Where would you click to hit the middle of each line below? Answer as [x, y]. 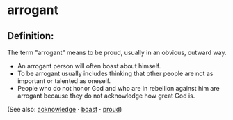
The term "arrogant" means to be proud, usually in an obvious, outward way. [117, 52]
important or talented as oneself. [64, 81]
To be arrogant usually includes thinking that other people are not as [115, 73]
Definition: [31, 36]
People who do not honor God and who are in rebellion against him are [119, 88]
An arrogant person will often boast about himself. [89, 66]
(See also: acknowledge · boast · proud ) [65, 109]
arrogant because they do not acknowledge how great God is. [106, 96]
